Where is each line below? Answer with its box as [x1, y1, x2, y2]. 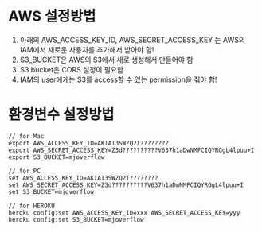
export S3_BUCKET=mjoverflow [8, 153, 105, 161]
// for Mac [8, 132, 45, 140]
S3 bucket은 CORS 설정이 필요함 [19, 64, 124, 74]
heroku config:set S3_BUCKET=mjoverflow [8, 215, 145, 223]
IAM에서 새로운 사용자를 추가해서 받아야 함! [19, 44, 154, 54]
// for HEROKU [8, 202, 56, 210]
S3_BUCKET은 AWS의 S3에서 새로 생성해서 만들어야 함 [19, 55, 194, 64]
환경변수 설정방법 [8, 106, 115, 124]
